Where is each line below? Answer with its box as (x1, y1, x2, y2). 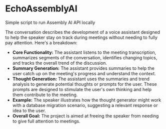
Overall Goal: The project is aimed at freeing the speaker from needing (12, 113, 159, 119)
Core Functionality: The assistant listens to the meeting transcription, (12, 49, 156, 55)
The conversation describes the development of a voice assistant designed (5, 29, 160, 35)
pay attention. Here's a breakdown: (5, 39, 77, 45)
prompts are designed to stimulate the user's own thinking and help (12, 86, 151, 92)
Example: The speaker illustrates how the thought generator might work (12, 97, 161, 103)
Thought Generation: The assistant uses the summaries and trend (12, 76, 150, 82)
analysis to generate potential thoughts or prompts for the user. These (12, 81, 157, 87)
